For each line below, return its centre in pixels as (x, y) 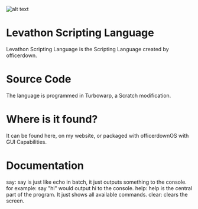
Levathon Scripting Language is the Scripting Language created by (88, 49)
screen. (15, 201)
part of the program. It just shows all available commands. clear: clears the (97, 194)
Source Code (39, 79)
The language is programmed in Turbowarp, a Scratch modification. (89, 95)
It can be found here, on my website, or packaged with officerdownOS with (98, 135)
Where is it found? (52, 119)
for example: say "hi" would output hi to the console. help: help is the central (99, 188)
